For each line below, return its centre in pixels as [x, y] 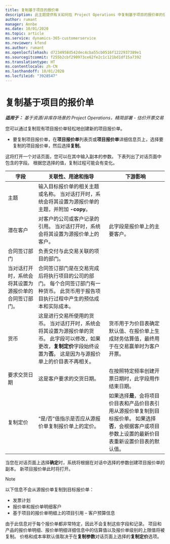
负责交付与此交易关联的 [66, 251]
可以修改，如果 [83, 338]
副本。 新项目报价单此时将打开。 [39, 469]
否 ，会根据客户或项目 [134, 426]
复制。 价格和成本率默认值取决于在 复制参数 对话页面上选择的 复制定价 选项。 [83, 536]
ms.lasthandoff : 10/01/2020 [35, 72]
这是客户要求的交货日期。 [69, 379]
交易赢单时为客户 [139, 346]
